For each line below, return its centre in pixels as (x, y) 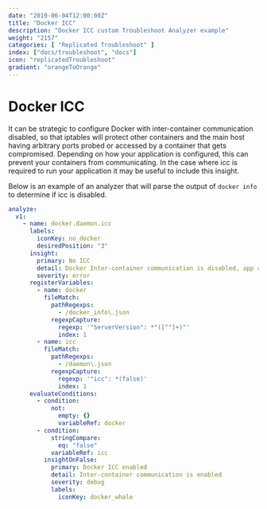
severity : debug (77, 482)
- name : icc (57, 342)
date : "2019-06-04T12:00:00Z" (58, 15)
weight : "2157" (33, 38)
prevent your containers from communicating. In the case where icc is (123, 162)
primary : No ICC (64, 260)
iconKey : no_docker (69, 239)
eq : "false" (78, 445)
